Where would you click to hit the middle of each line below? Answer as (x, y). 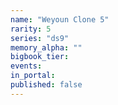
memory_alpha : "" (46, 47)
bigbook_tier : (40, 57)
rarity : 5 (31, 29)
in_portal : (33, 76)
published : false (46, 85)
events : (26, 66)
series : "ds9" (40, 38)
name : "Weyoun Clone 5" (60, 19)
